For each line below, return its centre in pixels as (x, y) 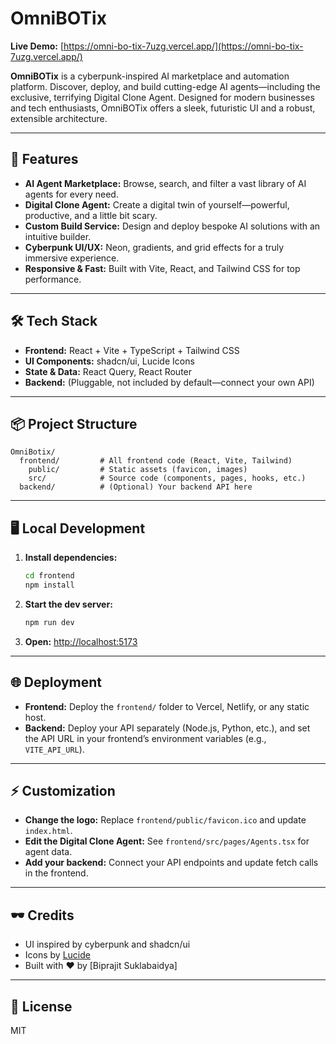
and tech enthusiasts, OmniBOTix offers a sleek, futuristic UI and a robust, (163, 108)
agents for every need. (71, 194)
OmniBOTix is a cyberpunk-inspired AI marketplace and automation (150, 76)
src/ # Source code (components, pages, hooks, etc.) (167, 478)
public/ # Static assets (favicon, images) (138, 470)
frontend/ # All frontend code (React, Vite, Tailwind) (156, 461)
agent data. (48, 852)
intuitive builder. (58, 236)
